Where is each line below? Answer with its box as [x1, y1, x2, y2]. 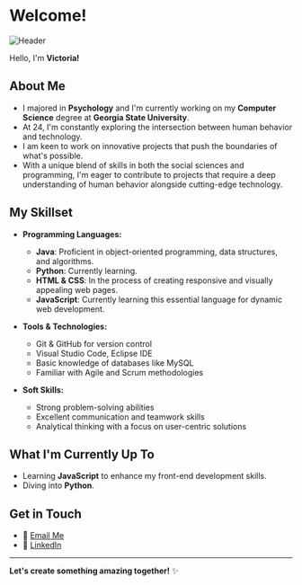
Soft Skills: [22, 384, 65, 395]
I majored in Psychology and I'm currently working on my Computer [22, 102, 277, 113]
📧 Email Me [22, 530, 65, 541]
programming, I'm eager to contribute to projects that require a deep [22, 169, 276, 180]
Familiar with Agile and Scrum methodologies [35, 367, 204, 377]
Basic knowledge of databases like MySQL [35, 357, 195, 368]
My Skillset [9, 205, 74, 220]
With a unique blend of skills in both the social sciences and [22, 159, 244, 171]
